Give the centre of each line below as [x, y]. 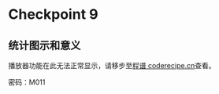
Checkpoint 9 [53, 14]
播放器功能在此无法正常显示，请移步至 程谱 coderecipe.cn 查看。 [112, 65]
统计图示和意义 [45, 45]
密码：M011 [27, 82]
